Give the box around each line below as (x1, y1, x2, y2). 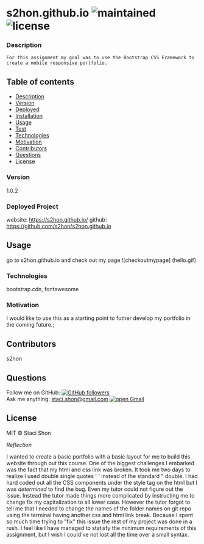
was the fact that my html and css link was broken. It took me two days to (6, 466, 191, 473)
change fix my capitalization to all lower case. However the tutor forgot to (6, 498, 191, 506)
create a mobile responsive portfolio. (6, 60, 108, 67)
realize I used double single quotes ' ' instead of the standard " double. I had (6, 472, 198, 479)
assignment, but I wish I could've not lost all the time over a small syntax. (6, 531, 189, 538)
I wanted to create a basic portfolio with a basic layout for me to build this (6, 452, 191, 460)
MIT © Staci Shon (6, 429, 51, 437)
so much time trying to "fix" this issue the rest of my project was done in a (6, 518, 192, 525)
